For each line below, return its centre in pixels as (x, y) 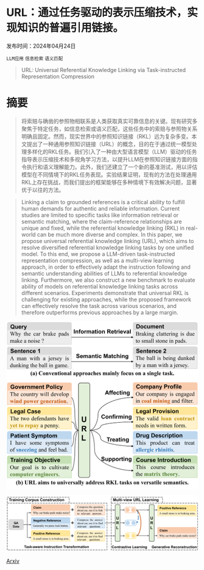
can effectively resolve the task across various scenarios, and (99, 305)
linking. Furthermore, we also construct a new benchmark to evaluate (108, 280)
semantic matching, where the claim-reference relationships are (101, 221)
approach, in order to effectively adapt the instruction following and (106, 267)
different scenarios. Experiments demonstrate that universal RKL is (105, 293)
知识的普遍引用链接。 (71, 28)
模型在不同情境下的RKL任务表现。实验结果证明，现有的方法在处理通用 (109, 174)
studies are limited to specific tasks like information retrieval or (100, 215)
